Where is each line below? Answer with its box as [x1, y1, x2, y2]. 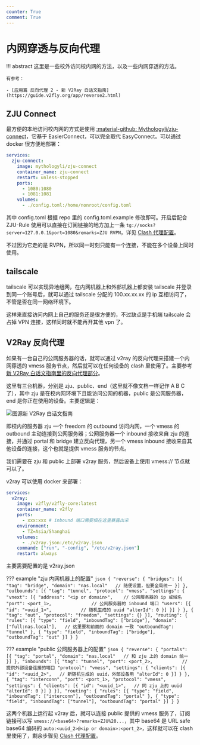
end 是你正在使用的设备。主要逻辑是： [6, 397, 101, 404]
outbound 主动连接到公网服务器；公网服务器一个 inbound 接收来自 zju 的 [6, 430, 185, 437]
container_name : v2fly [17, 506, 73, 513]
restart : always [17, 551, 58, 557]
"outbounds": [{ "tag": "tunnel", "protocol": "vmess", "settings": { [6, 588, 185, 594]
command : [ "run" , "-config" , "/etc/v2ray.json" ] [17, 545, 140, 551]
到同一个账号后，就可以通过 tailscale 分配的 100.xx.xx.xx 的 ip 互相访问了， [6, 290, 190, 298]
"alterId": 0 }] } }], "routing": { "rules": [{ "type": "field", [6, 688, 174, 694]
